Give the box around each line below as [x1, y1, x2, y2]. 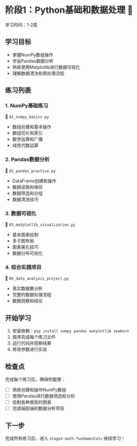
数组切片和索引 [12, 130, 43, 136]
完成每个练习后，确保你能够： [5, 376, 66, 382]
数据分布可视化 [12, 250, 43, 256]
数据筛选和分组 [12, 190, 43, 196]
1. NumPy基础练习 [5, 102, 48, 109]
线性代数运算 [12, 142, 38, 148]
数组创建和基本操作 [12, 124, 52, 130]
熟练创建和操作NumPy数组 [12, 387, 67, 393]
